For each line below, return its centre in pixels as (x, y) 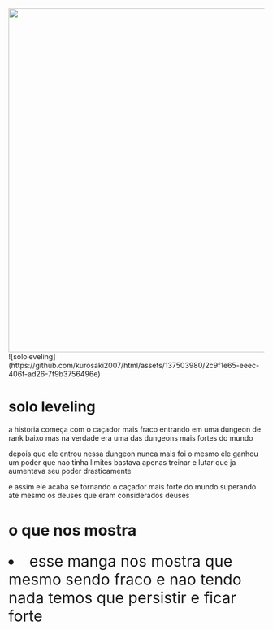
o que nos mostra (72, 530)
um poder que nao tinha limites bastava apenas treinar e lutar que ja (122, 462)
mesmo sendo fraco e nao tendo (125, 579)
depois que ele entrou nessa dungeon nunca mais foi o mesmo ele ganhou (133, 454)
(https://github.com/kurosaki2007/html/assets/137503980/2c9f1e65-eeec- (134, 365)
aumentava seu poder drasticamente (70, 471)
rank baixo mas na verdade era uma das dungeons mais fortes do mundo (131, 437)
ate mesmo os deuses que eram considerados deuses (99, 495)
